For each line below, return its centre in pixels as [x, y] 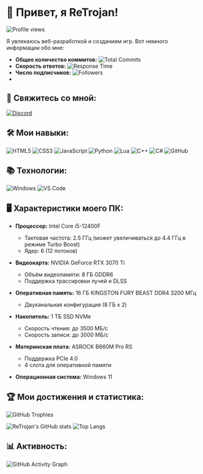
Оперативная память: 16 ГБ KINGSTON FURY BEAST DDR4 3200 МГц [106, 293]
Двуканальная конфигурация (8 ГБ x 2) [76, 305]
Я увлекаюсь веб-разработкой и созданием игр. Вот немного [87, 41]
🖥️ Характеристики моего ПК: [65, 208]
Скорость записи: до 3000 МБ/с [66, 335]
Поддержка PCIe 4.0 [51, 359]
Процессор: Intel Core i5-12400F [58, 226]
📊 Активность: [37, 446]
